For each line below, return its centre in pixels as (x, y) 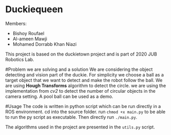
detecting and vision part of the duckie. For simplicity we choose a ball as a (85, 74)
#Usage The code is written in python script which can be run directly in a (83, 106)
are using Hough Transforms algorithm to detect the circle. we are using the (86, 86)
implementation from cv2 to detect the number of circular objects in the (80, 91)
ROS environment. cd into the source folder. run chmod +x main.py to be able (86, 112)
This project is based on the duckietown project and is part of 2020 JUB (81, 54)
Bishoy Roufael (28, 33)
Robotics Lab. (20, 59)
